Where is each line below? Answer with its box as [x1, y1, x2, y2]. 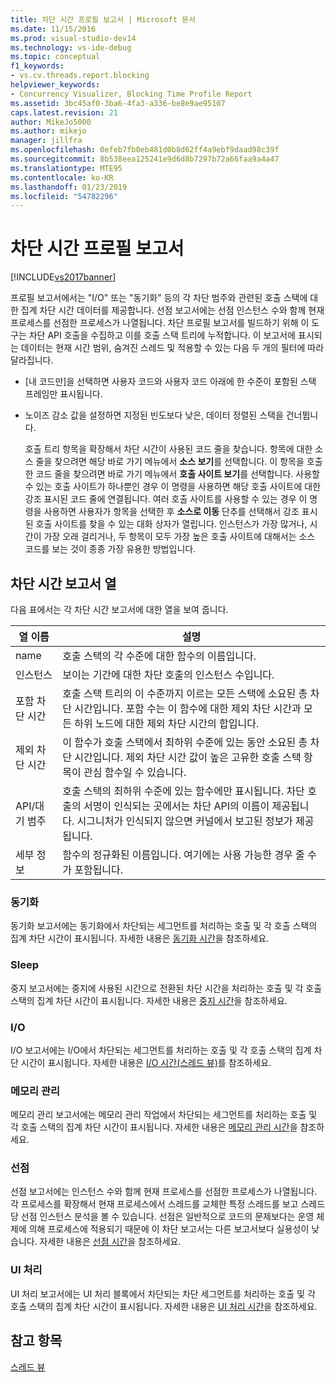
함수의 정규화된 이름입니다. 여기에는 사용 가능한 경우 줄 [62, 848, 305, 861]
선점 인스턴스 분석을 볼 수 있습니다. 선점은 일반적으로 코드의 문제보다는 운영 [20, 1211, 315, 1223]
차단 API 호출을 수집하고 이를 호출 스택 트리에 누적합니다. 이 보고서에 [28, 329, 297, 341]
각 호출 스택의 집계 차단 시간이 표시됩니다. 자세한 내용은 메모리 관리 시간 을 [10, 1121, 298, 1133]
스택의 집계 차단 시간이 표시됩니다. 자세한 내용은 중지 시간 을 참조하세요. [10, 994, 288, 1006]
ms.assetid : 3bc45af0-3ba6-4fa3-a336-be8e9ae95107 [10, 98, 226, 108]
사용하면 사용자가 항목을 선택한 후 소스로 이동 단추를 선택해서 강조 [43, 506, 300, 518]
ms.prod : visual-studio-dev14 [10, 33, 137, 43]
